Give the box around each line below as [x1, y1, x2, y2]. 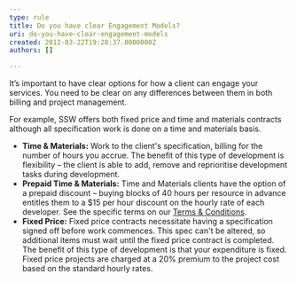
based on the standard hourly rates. [21, 263, 153, 274]
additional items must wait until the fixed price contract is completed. [21, 235, 275, 246]
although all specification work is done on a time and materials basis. [9, 123, 262, 134]
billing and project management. [9, 97, 127, 107]
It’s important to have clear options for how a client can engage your [9, 78, 259, 89]
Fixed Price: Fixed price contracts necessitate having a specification [21, 216, 273, 227]
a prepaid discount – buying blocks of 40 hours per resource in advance [21, 188, 286, 199]
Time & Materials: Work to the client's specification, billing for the [21, 141, 263, 152]
